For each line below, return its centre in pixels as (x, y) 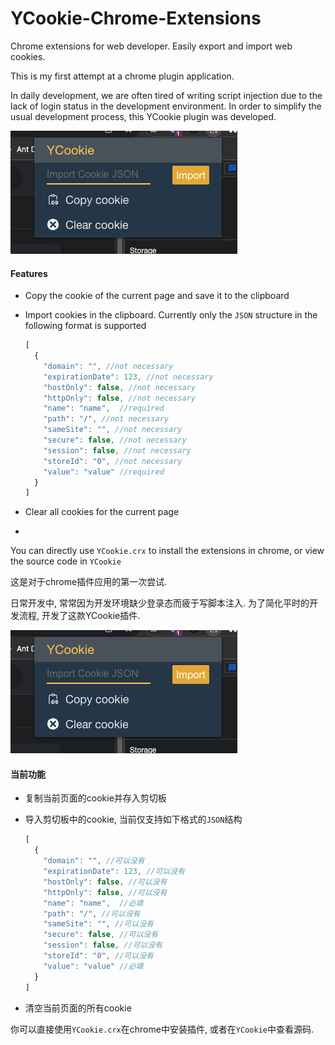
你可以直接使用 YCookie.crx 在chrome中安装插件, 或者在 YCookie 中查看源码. (162, 1029)
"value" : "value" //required (104, 472)
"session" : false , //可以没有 (103, 945)
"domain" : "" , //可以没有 (94, 861)
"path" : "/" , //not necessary (106, 419)
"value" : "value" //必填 (93, 966)
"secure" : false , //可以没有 (101, 935)
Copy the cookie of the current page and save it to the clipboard (157, 296)
